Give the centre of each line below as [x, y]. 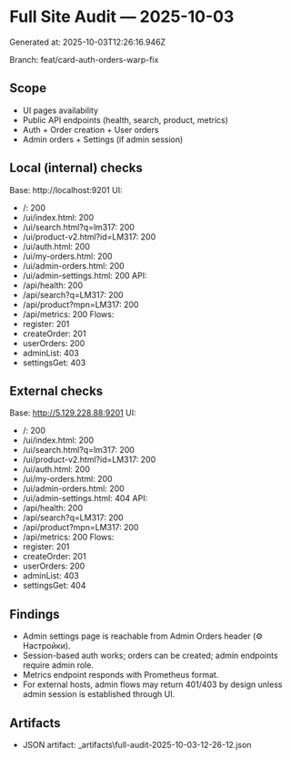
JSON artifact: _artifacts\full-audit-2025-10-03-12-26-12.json [137, 745]
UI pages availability [60, 110]
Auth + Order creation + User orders [90, 129]
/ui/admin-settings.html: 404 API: [85, 498]
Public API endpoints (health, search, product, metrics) [125, 119]
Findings [35, 614]
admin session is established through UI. [99, 694]
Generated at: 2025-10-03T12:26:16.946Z [88, 42]
